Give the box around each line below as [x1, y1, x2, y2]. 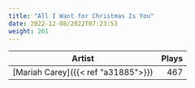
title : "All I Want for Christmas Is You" [8, 11, 154, 20]
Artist [71, 53, 95, 64]
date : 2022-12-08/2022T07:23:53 [8, 20, 118, 28]
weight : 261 [8, 27, 49, 35]
